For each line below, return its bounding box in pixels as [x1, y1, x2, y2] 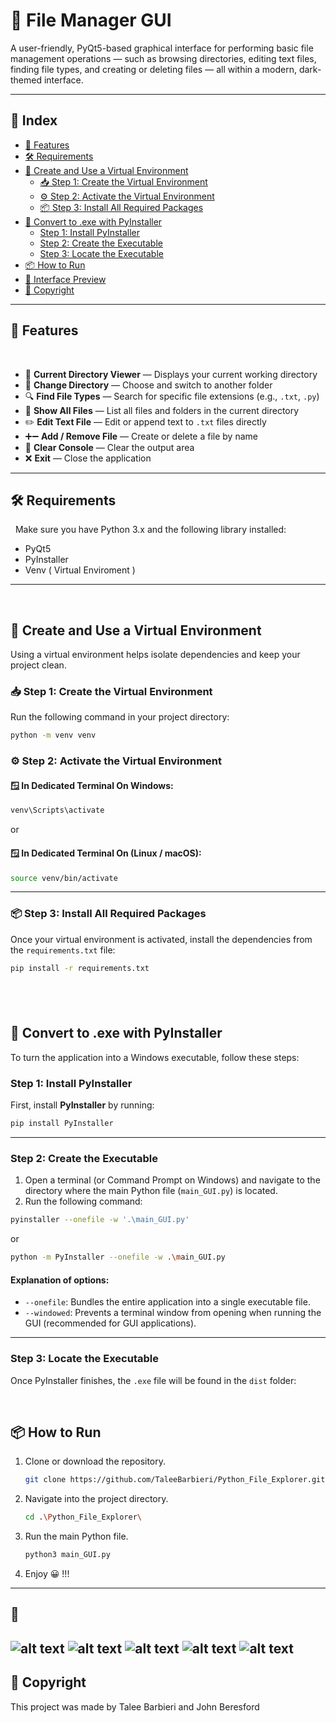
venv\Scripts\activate [10, 805, 105, 816]
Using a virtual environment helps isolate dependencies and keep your [10, 649, 301, 661]
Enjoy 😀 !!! [24, 1567, 70, 1579]
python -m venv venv [10, 730, 97, 741]
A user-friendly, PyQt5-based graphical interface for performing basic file [10, 42, 314, 54]
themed [10, 74, 43, 86]
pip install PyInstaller [10, 1119, 114, 1129]
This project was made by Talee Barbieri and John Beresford [10, 1700, 260, 1713]
